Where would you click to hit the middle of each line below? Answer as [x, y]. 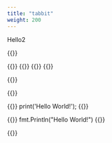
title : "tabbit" [30, 13]
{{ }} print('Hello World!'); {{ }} [48, 106]
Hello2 [16, 39]
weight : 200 [24, 20]
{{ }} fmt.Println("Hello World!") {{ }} [56, 119]
